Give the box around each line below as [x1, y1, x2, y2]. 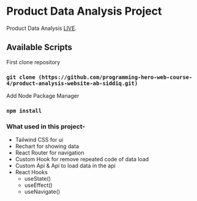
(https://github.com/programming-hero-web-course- [38, 73, 193, 81]
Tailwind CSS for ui [15, 136, 64, 144]
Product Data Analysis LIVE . [6, 24, 77, 32]
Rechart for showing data [15, 142, 80, 150]
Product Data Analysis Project [6, 4, 162, 18]
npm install [6, 107, 42, 114]
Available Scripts [6, 42, 72, 53]
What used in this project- [6, 122, 86, 131]
